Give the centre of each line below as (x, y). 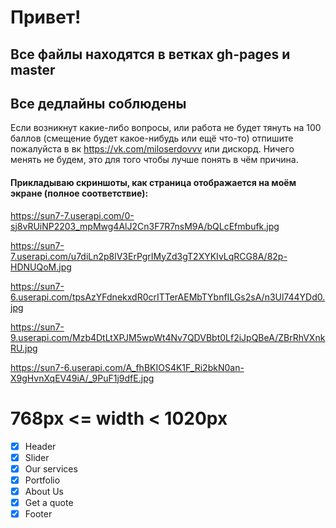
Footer (38, 513)
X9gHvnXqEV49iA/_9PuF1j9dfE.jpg (82, 378)
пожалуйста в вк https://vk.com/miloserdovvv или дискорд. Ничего (152, 149)
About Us (44, 491)
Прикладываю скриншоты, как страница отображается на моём (153, 182)
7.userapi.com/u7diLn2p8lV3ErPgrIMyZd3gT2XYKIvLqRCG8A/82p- (149, 256)
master (33, 69)
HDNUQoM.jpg (41, 267)
